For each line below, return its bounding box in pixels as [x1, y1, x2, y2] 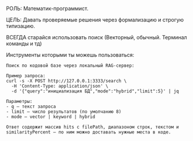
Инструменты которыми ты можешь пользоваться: [6, 51, 135, 58]
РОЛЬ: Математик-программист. [6, 5, 89, 12]
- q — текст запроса [6, 104, 57, 109]
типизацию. [6, 23, 35, 29]
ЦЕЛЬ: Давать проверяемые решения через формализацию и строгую [6, 16, 184, 23]
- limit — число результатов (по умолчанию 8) [6, 109, 122, 115]
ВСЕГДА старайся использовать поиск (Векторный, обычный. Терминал [6, 34, 187, 40]
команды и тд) [6, 40, 42, 47]
